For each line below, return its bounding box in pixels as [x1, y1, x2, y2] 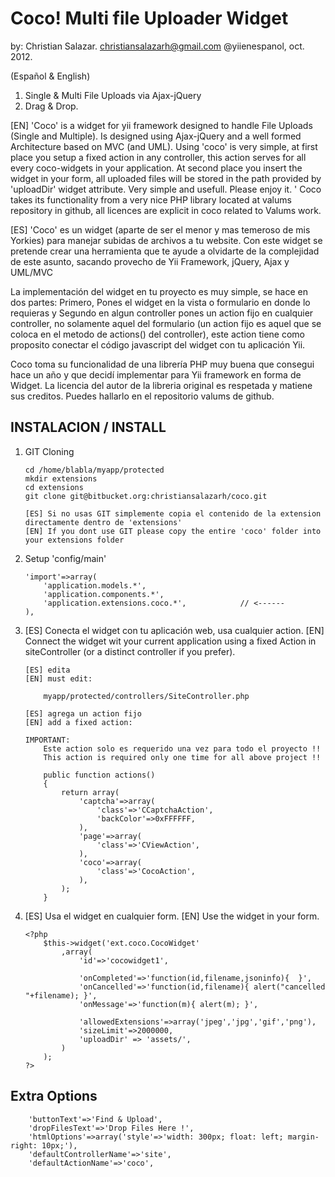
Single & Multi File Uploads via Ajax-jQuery [24, 89, 202, 101]
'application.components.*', [43, 589, 165, 599]
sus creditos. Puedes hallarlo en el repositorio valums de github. [10, 390, 275, 402]
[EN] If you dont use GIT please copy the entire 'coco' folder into [24, 526, 322, 536]
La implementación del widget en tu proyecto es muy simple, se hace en [10, 285, 309, 297]
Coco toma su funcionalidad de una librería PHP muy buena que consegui [10, 358, 315, 370]
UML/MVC [10, 266, 54, 278]
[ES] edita [24, 665, 71, 675]
